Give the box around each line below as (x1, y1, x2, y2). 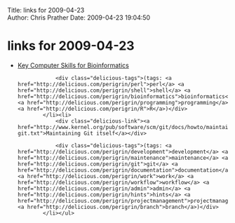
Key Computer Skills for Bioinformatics (17, 61, 130, 69)
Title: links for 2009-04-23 (7, 6, 85, 14)
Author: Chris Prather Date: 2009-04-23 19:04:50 (7, 13, 151, 22)
